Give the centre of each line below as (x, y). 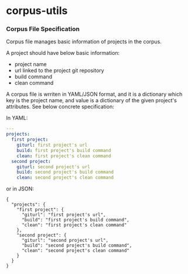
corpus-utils (37, 11)
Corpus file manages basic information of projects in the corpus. (84, 41)
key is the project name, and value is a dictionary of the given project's (91, 100)
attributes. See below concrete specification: (60, 107)
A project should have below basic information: (63, 53)
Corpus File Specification (43, 29)
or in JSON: (20, 189)
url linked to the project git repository (59, 71)
